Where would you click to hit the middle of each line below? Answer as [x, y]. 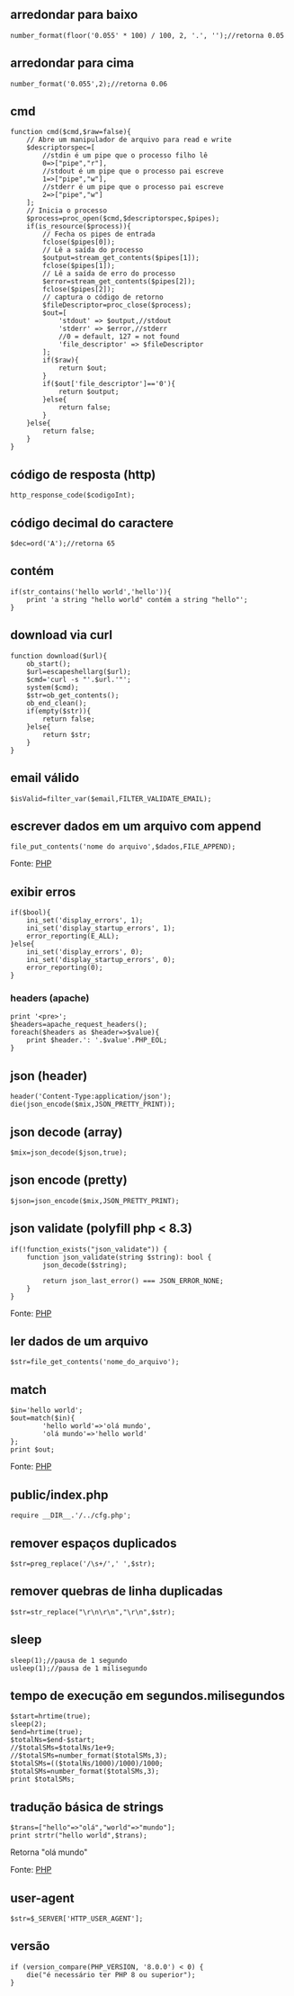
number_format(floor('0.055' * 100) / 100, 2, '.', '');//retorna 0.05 [147, 35]
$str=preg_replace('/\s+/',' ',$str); [83, 1564]
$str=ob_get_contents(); [73, 695]
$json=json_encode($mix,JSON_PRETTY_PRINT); [95, 1200]
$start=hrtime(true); [51, 1717]
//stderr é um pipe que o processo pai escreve [133, 187]
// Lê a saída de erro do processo [109, 274]
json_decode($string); [85, 1265]
